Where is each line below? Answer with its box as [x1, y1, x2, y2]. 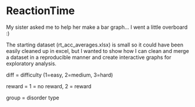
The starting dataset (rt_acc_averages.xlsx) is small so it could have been [6, 41, 184, 48]
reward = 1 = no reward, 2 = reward [6, 82, 92, 89]
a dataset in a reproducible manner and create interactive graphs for [6, 53, 172, 61]
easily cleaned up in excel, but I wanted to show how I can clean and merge [6, 47, 189, 54]
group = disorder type [6, 94, 60, 101]
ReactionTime [6, 4, 75, 18]
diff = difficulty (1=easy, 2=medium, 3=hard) [6, 71, 113, 78]
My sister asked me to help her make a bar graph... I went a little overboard [6, 24, 188, 31]
